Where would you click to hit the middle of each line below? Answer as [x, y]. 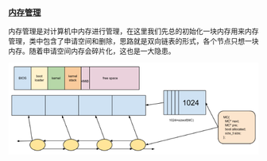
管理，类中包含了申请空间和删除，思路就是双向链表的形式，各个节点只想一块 [133, 41]
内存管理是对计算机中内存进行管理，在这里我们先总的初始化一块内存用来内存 [133, 31]
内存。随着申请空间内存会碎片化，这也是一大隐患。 [92, 51]
